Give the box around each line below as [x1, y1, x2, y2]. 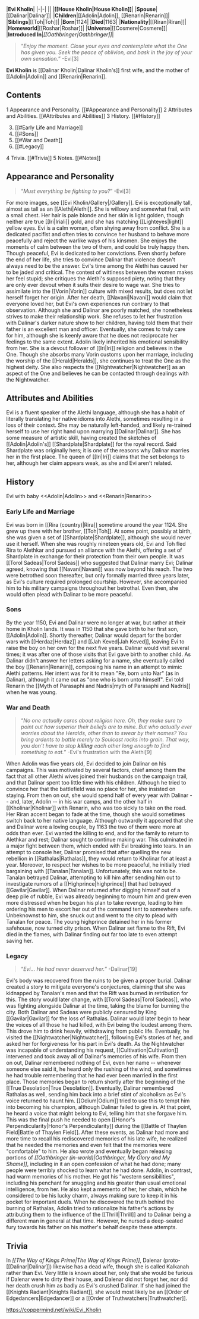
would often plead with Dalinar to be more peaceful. [6, 590, 134, 598]
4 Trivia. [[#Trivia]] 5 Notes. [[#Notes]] [6, 154, 101, 161]
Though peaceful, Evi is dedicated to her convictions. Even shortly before [6, 249, 186, 257]
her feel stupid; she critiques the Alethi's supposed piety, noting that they [6, 274, 186, 282]
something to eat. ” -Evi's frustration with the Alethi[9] [20, 749, 153, 756]
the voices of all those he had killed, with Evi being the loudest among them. [6, 1021, 192, 1029]
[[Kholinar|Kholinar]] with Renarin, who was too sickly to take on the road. [6, 804, 187, 812]
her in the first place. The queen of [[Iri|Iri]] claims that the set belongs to [6, 453, 185, 461]
